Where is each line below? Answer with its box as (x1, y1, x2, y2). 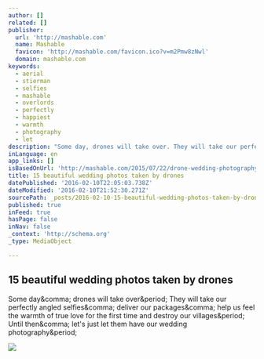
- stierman (15, 77, 51, 85)
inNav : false (8, 223, 51, 231)
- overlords (15, 99, 55, 107)
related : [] (8, 19, 47, 27)
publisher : (8, 26, 44, 34)
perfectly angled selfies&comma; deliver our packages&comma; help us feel (8, 303, 255, 312)
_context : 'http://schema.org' (8, 230, 111, 238)
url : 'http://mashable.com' (15, 33, 108, 42)
